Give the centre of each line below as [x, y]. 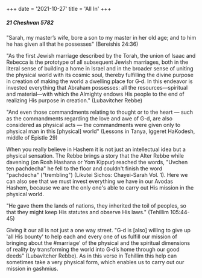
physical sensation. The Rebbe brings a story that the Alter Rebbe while [95, 155]
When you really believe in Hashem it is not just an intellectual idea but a [96, 149]
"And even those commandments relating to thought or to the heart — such [100, 112]
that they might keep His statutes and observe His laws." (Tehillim [88, 212]
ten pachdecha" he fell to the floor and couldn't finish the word [84, 168]
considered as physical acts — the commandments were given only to [93, 125]
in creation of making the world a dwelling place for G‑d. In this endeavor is [99, 81]
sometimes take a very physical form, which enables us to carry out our [95, 262]
